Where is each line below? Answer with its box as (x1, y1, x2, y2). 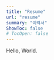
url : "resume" (6, 14, 41, 20)
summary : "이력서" (6, 20, 48, 26)
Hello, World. (6, 47, 38, 54)
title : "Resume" (6, 8, 46, 15)
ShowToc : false (6, 25, 43, 31)
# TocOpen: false (6, 31, 49, 37)
